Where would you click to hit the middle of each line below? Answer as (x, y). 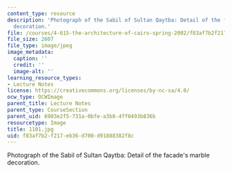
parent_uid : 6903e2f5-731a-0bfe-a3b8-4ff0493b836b (81, 116)
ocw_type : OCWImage (35, 97)
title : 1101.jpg (30, 129)
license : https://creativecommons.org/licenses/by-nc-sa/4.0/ (98, 90)
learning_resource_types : (44, 78)
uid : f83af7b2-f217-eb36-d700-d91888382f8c (71, 135)
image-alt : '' (33, 71)
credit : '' (29, 65)
